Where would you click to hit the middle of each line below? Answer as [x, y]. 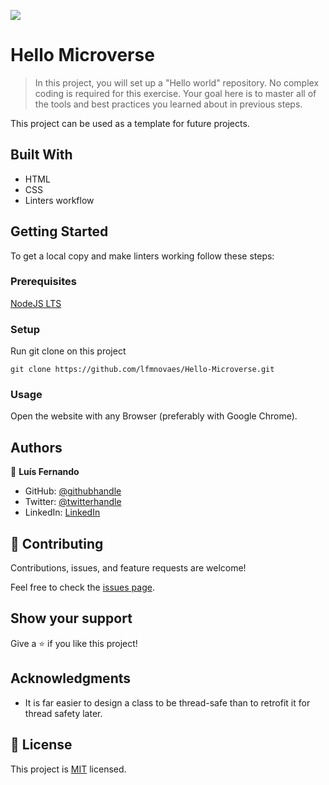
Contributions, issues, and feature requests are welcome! [128, 568]
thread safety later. [63, 713]
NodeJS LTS [36, 303]
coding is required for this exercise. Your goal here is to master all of [175, 93]
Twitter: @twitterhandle [73, 502]
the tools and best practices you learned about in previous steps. [168, 104]
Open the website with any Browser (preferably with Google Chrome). [154, 416]
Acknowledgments [71, 678]
